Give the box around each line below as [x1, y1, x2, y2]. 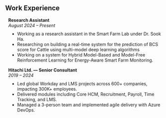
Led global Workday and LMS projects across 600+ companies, [17, 80, 148, 86]
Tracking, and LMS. [17, 96, 57, 102]
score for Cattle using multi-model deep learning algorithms [17, 47, 140, 53]
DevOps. [17, 107, 35, 113]
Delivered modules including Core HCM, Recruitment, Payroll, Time [17, 91, 155, 97]
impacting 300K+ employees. [17, 86, 78, 92]
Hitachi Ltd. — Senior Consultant [8, 67, 77, 73]
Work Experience [5, 4, 60, 12]
